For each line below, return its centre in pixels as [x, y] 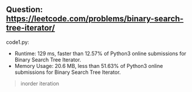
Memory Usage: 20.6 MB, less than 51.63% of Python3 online [89, 66]
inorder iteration [40, 83]
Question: [25, 10]
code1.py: [18, 42]
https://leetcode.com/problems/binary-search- [95, 19]
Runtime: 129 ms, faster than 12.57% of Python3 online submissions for [100, 53]
